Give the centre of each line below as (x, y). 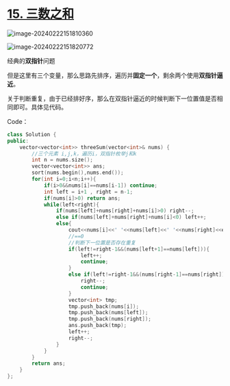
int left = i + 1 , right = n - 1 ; (88, 192)
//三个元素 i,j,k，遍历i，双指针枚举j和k (84, 154)
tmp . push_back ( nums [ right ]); (110, 319)
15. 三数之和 (40, 14)
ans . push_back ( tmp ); (98, 326)
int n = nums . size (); (63, 160)
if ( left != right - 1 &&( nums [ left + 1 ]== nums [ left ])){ (139, 249)
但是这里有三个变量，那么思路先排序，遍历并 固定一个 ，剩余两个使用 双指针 (112, 75)
